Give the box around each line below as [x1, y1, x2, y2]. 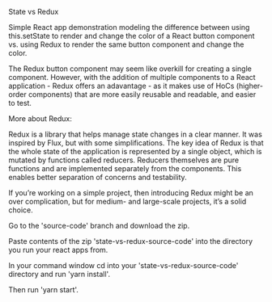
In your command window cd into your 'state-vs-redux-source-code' [8, 261, 239, 270]
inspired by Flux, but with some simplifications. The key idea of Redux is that [8, 138, 264, 148]
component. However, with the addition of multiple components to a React [8, 73, 257, 82]
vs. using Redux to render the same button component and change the [8, 40, 244, 49]
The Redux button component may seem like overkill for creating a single [8, 64, 253, 73]
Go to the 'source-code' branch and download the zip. [8, 221, 190, 230]
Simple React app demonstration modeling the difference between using [8, 23, 250, 31]
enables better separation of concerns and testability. [8, 173, 188, 182]
